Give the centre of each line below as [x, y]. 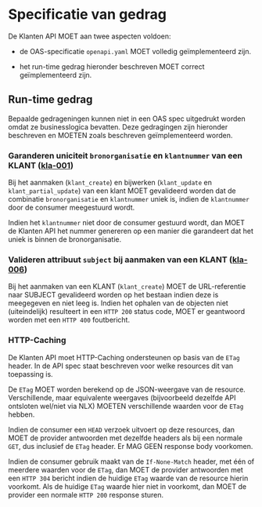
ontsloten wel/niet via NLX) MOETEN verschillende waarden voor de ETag [126, 406]
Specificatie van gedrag [87, 15]
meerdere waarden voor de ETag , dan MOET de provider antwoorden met [126, 469]
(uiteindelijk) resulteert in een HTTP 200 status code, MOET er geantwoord [126, 312]
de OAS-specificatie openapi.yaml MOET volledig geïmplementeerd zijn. [135, 51]
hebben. [22, 414]
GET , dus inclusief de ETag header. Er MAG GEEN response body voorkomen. [131, 446]
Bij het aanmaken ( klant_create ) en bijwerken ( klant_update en [110, 183]
